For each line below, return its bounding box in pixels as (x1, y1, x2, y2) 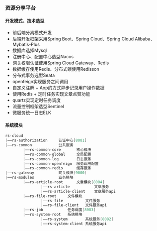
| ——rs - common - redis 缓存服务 (23, 166, 91, 171)
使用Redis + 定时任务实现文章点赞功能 (12, 91, 90, 97)
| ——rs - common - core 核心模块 (23, 147, 91, 152)
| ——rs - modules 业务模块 (5, 175, 74, 180)
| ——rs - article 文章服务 (40, 184, 109, 189)
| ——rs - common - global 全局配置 (23, 152, 91, 157)
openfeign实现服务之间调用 (12, 79, 69, 85)
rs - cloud (5, 133, 23, 138)
